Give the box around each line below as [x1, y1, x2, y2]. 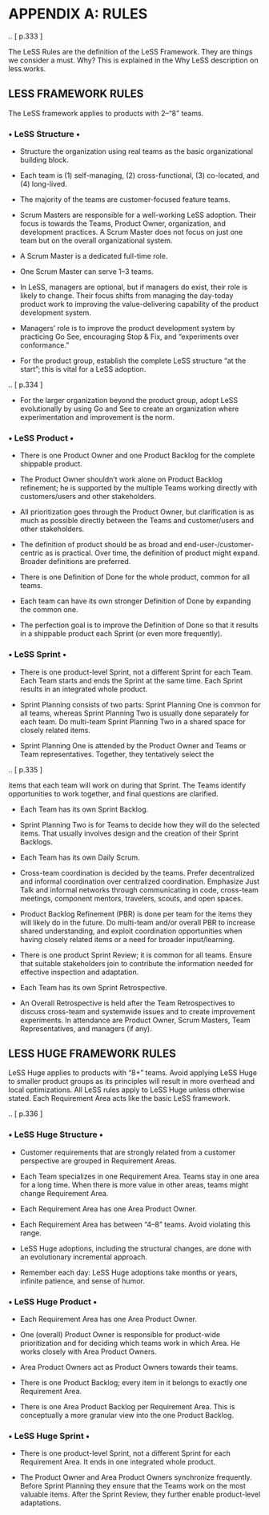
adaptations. [19, 1498, 62, 1508]
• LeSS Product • [8, 432, 74, 443]
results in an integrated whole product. [19, 684, 148, 694]
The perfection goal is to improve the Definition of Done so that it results [19, 620, 259, 630]
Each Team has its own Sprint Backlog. [19, 804, 149, 814]
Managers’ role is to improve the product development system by [19, 324, 235, 333]
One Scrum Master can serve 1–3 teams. [19, 267, 154, 276]
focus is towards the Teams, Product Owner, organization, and [19, 219, 226, 228]
